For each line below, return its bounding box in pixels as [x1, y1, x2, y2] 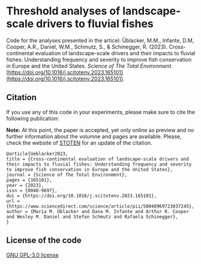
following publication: [6, 115, 59, 122]
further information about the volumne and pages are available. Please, [6, 133, 182, 140]
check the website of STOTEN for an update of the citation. [6, 139, 152, 146]
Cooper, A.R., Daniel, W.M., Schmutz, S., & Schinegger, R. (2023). [6, 43, 168, 50]
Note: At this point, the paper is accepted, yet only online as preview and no [6, 126, 194, 133]
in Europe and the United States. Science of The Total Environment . [6, 62, 173, 70]
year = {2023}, [6, 182, 44, 188]
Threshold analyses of [6, 4, 121, 18]
